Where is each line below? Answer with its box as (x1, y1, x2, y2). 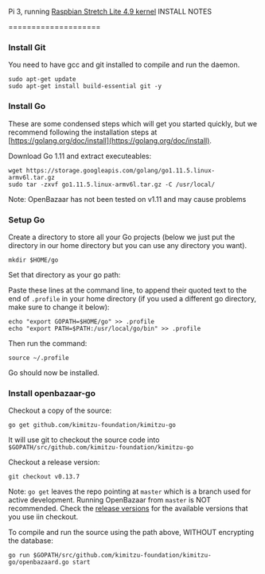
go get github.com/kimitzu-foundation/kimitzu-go (8, 421, 177, 429)
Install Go (8, 101, 46, 112)
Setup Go (8, 214, 45, 225)
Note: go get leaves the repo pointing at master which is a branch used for (8, 487, 251, 496)
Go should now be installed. (8, 367, 99, 377)
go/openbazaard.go (8, 558, 69, 567)
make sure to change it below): (8, 302, 110, 312)
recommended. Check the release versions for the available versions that (8, 504, 248, 514)
